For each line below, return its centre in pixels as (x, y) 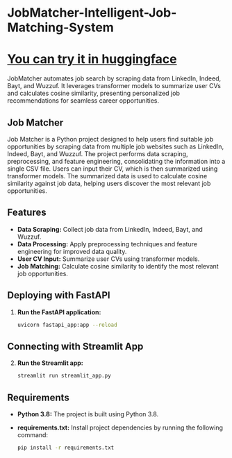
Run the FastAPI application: (59, 312)
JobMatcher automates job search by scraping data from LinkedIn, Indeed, (114, 78)
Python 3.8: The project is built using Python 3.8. (88, 414)
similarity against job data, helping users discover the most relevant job (109, 183)
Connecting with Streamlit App (75, 346)
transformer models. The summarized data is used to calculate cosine (107, 176)
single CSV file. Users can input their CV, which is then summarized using (113, 169)
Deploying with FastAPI (59, 295)
